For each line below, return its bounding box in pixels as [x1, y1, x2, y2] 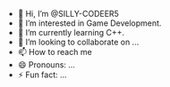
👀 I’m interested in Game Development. [17, 18, 162, 28]
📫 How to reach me [17, 47, 92, 57]
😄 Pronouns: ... [17, 59, 76, 70]
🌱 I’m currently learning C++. [17, 28, 125, 37]
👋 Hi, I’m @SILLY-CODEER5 [17, 9, 119, 19]
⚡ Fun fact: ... [17, 69, 67, 80]
